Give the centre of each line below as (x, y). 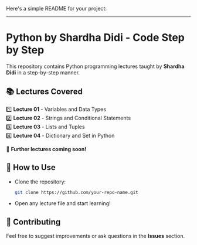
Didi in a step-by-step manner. (43, 72)
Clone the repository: (40, 182)
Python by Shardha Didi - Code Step (95, 38)
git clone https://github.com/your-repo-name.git (77, 192)
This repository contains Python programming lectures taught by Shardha (95, 66)
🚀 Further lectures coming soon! (46, 149)
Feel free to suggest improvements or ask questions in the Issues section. (96, 236)
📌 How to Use (31, 167)
